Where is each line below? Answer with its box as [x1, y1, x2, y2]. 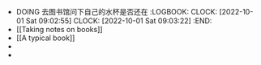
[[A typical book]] [15, 33, 75, 43]
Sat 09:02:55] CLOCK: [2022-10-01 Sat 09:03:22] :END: [25, 16, 212, 26]
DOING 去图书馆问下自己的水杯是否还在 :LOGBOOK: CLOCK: [15, 7, 218, 16]
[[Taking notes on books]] [15, 25, 103, 34]
